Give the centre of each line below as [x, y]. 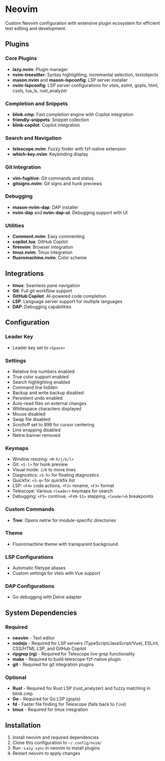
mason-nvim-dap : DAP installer [45, 207]
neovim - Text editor [33, 638]
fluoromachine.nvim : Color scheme [50, 258]
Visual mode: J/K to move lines [44, 470]
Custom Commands [30, 509]
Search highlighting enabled [41, 382]
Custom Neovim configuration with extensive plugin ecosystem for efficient [83, 23]
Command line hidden [35, 387]
